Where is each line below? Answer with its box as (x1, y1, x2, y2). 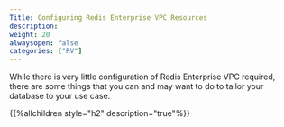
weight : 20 (9, 30, 50, 39)
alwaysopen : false (9, 38, 78, 48)
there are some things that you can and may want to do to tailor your (9, 81, 264, 92)
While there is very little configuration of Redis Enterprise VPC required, (9, 71, 276, 82)
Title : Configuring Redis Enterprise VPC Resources (9, 13, 207, 23)
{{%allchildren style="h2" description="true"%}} (9, 108, 191, 119)
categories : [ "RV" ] (9, 47, 83, 56)
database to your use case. (9, 91, 111, 102)
